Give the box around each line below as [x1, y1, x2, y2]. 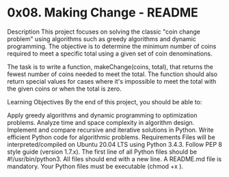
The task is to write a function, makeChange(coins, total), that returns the [7, 62, 213, 71]
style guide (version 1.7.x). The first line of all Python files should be [7, 147, 197, 156]
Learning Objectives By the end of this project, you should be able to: [7, 97, 202, 106]
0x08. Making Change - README [7, 5, 198, 21]
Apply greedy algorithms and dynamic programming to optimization [7, 111, 198, 119]
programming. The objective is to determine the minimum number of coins [7, 42, 217, 50]
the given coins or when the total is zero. [7, 84, 122, 93]
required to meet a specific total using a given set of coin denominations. [7, 49, 213, 58]
